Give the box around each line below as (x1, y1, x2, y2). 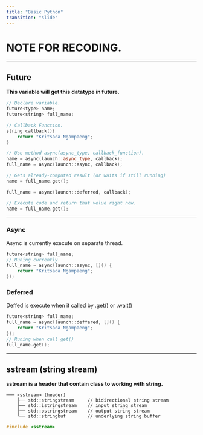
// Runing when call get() (6, 336, 74, 342)
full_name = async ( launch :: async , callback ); (6, 161, 123, 167)
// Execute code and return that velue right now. (6, 200, 137, 206)
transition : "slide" (6, 15, 59, 21)
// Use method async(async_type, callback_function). (6, 150, 145, 157)
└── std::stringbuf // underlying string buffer (17, 413, 161, 419)
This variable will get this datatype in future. (6, 89, 120, 96)
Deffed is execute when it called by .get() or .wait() (6, 302, 133, 309)
